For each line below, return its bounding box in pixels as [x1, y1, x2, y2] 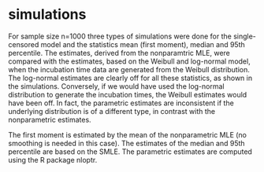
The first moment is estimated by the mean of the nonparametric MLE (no [8, 130, 247, 139]
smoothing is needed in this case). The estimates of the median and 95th [8, 138, 246, 148]
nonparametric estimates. [8, 115, 92, 124]
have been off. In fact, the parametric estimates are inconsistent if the [8, 98, 234, 108]
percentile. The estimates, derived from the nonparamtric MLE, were [8, 48, 231, 57]
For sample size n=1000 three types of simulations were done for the [8, 31, 232, 41]
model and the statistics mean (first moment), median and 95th [40, 39, 246, 49]
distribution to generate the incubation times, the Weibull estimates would [8, 90, 247, 99]
